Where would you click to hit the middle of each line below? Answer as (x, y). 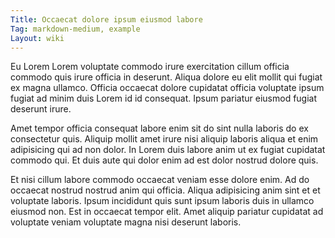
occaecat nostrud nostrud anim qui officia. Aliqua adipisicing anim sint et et (165, 190)
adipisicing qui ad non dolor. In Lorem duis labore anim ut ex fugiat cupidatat (168, 150)
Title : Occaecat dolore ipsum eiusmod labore (106, 19)
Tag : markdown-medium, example (75, 29)
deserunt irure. (41, 109)
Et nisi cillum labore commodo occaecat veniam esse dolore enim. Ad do (160, 180)
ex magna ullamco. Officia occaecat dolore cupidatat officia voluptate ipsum (167, 88)
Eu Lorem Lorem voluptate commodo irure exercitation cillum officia (150, 67)
